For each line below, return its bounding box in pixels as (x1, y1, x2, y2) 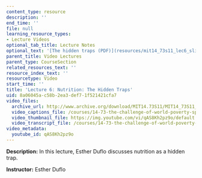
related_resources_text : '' (6, 64, 77, 71)
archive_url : (11, 103, 44, 110)
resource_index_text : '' (6, 70, 69, 76)
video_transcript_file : (11, 120, 71, 126)
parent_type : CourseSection (6, 59, 77, 65)
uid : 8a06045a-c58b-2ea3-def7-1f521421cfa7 (6, 92, 117, 98)
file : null (6, 25, 34, 32)
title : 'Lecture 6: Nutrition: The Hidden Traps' (6, 87, 133, 93)
